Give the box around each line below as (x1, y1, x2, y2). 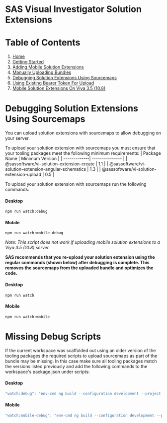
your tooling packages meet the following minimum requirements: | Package (5, 150, 162, 156)
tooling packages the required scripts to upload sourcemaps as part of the (5, 353, 158, 359)
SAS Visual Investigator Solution (5, 3, 142, 15)
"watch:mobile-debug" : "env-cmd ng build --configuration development (5, 413, 155, 418)
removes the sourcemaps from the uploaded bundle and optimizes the (5, 265, 154, 271)
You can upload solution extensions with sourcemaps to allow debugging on (5, 130, 162, 136)
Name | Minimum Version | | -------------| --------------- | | (5, 156, 128, 162)
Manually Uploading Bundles (12, 69, 72, 75)
